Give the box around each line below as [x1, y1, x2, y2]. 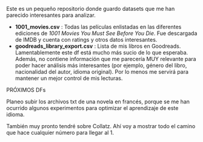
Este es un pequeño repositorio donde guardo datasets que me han [6, 5, 175, 12]
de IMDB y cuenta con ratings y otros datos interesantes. [15, 36, 158, 43]
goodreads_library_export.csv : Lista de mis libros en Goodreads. [15, 42, 181, 50]
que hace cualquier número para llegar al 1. [6, 129, 114, 136]
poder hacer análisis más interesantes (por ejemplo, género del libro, [15, 62, 187, 69]
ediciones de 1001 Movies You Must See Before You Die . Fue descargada [15, 30, 198, 37]
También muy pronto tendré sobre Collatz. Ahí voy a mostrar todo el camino [6, 123, 196, 129]
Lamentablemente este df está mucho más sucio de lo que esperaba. [15, 49, 188, 56]
